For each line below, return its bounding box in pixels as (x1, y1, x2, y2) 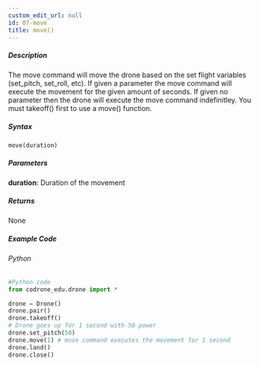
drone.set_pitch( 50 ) (8, 329, 76, 337)
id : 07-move (8, 19, 47, 27)
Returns (8, 196, 35, 205)
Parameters (8, 158, 48, 168)
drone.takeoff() (8, 314, 61, 323)
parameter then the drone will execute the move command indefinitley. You (8, 95, 252, 105)
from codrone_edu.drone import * (8, 285, 118, 294)
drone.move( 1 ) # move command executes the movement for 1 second (8, 336, 231, 344)
